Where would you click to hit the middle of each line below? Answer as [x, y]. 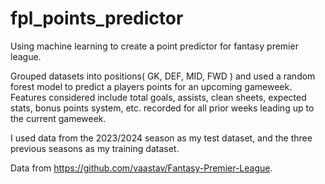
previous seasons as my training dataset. [95, 148]
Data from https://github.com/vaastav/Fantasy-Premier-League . [141, 168]
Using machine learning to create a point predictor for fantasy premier [154, 46]
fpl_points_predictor [97, 18]
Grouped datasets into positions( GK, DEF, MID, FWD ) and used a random [163, 76]
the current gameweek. [58, 118]
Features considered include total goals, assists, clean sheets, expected [158, 97]
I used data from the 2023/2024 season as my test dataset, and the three [161, 138]
